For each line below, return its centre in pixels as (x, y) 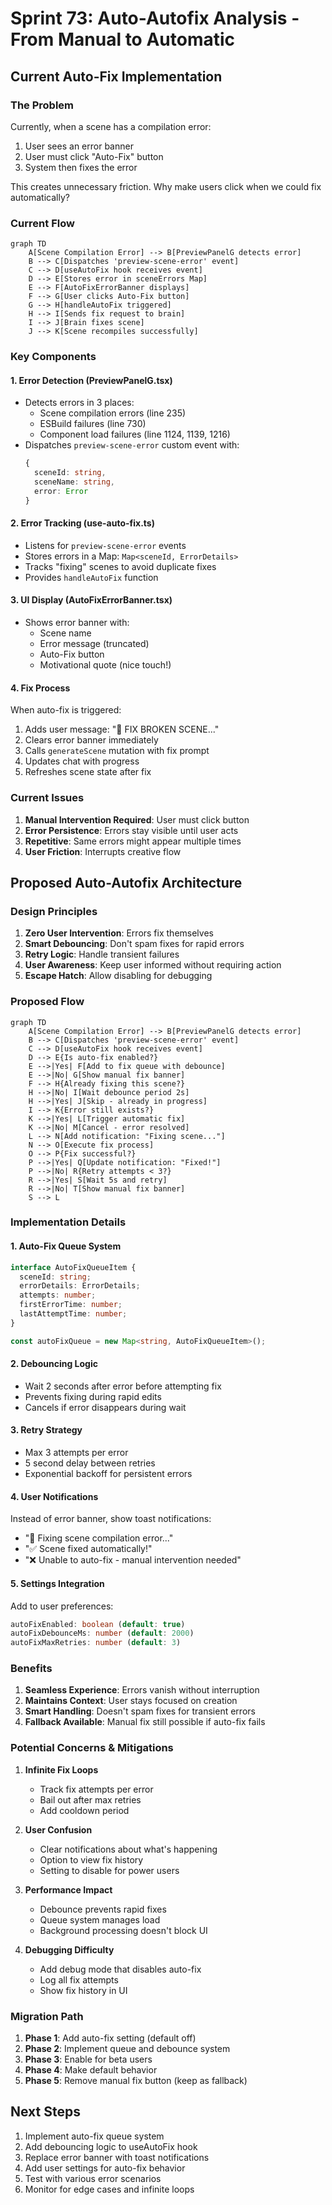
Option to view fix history (91, 1859)
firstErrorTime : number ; (71, 1305)
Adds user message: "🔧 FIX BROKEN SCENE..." (122, 729)
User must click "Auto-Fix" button (94, 156)
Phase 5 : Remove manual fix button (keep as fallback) (136, 2081)
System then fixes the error (81, 167)
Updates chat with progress (82, 761)
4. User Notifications (54, 1496)
